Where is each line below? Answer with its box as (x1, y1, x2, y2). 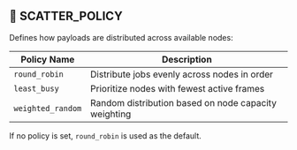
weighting (89, 108, 132, 120)
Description (162, 53, 212, 65)
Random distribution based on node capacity (89, 96, 277, 109)
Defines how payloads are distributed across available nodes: (9, 32, 233, 42)
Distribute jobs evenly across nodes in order (89, 68, 274, 80)
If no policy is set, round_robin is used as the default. (9, 130, 202, 141)
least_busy (13, 83, 59, 94)
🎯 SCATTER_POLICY (9, 9, 124, 24)
